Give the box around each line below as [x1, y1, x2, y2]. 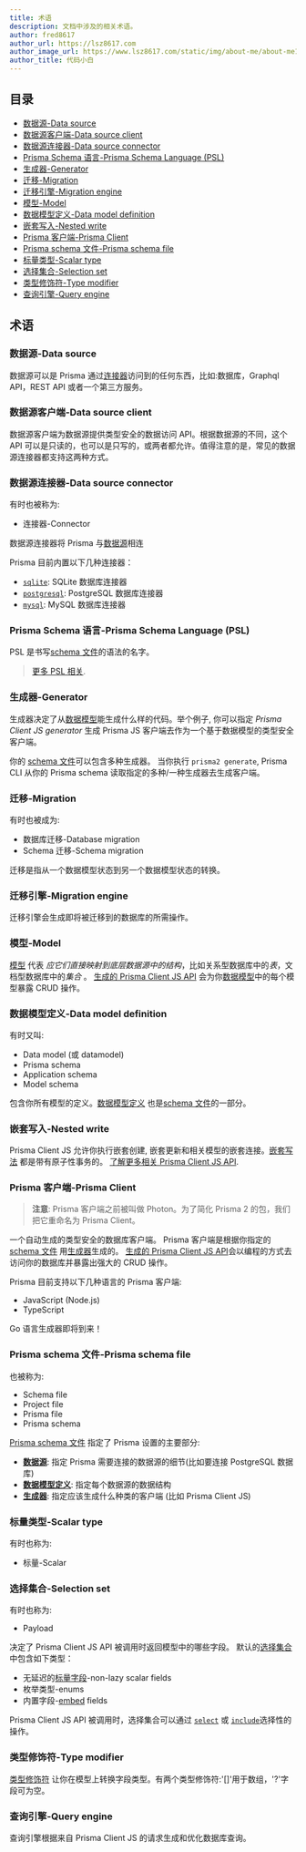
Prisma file [22, 1408, 64, 1419]
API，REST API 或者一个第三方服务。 [9, 381, 148, 392]
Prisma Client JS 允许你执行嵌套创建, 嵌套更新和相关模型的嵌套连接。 [9, 1145, 270, 1156]
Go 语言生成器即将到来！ [9, 1323, 103, 1334]
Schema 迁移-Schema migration [22, 845, 144, 856]
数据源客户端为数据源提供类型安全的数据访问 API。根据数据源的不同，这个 [9, 428, 289, 439]
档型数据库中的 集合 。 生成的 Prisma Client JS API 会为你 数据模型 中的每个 [9, 971, 287, 982]
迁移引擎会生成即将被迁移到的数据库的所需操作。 [9, 912, 193, 923]
